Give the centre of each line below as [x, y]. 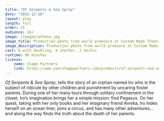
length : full [18, 23]
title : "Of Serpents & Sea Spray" [40, 10]
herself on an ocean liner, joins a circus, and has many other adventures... [79, 108]
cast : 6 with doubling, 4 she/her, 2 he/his [51, 50]
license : [14, 60]
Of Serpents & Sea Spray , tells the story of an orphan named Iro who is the [80, 82]
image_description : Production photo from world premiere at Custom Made [82, 46]
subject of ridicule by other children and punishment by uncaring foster [77, 88]
